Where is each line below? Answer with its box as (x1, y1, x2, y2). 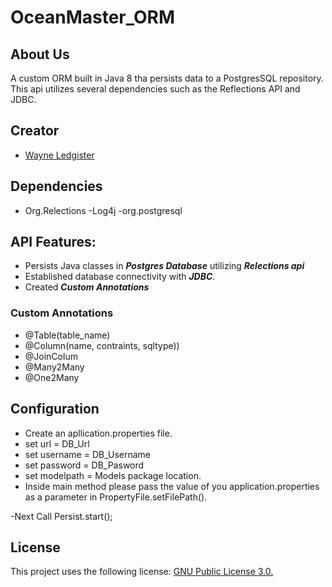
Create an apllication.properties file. (24, 427, 173, 439)
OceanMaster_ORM (10, 6, 176, 29)
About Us (10, 46, 70, 63)
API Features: (10, 234, 97, 251)
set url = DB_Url (24, 437, 90, 450)
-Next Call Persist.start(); (10, 510, 113, 522)
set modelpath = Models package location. (24, 469, 202, 481)
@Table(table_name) (24, 329, 111, 341)
